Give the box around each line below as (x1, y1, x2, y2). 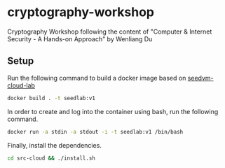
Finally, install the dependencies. (7, 141, 102, 149)
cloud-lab (7, 81, 35, 90)
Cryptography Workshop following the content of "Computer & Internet (7, 27, 212, 36)
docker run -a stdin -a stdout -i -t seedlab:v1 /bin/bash (7, 128, 184, 135)
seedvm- (187, 73, 214, 82)
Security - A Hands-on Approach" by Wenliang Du (7, 34, 153, 43)
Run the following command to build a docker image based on (7, 73, 186, 82)
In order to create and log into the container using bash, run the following (7, 107, 219, 115)
